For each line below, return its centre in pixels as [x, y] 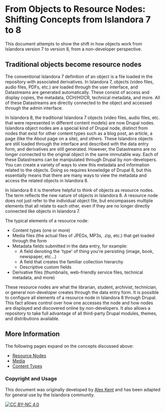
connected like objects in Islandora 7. [43, 211]
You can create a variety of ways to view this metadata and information [77, 165]
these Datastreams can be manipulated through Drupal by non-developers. [81, 160]
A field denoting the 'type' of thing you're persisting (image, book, [87, 251]
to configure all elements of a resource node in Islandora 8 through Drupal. [81, 297]
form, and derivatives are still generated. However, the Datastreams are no [81, 149]
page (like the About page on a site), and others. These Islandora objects [79, 138]
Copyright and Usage [31, 379]
